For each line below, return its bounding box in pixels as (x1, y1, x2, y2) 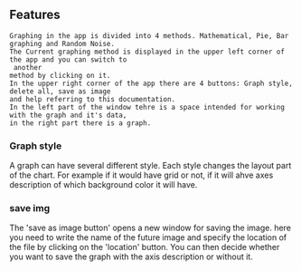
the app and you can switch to (9, 54, 127, 64)
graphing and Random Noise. (9, 39, 116, 48)
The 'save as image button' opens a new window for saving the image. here (9, 222, 292, 234)
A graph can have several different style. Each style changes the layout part (9, 160, 292, 171)
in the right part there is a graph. (9, 118, 152, 128)
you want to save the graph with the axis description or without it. (9, 251, 253, 262)
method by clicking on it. (9, 71, 111, 80)
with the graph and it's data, (9, 111, 127, 120)
